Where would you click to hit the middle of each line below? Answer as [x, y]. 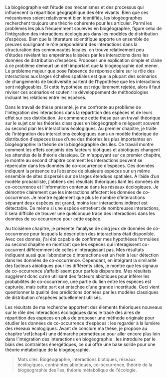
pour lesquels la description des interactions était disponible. [92, 234]
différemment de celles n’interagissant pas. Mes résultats [85, 250]
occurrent [15, 250]
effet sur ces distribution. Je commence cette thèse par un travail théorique [83, 118]
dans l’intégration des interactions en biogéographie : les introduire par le [81, 339]
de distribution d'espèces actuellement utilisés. [54, 297]
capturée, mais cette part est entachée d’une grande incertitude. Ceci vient [82, 287]
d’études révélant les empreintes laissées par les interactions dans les [77, 55]
